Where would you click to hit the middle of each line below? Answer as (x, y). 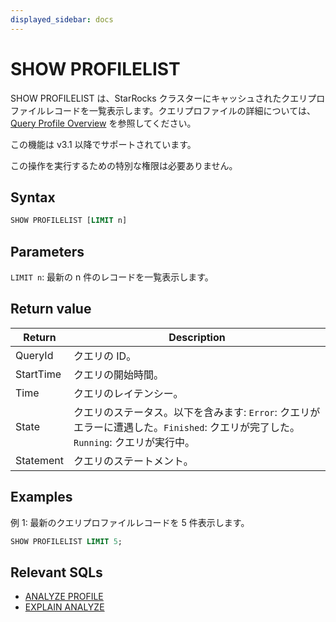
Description (197, 337)
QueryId (34, 355)
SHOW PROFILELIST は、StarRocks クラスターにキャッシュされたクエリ (159, 98)
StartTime (38, 374)
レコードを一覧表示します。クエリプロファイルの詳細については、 (180, 110)
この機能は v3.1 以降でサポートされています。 (103, 144)
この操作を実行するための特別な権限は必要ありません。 (124, 165)
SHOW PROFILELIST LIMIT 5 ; (66, 541)
